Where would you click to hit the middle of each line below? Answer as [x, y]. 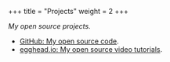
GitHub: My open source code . [69, 41]
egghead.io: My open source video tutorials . [91, 49]
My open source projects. [50, 26]
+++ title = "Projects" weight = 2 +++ [69, 11]
